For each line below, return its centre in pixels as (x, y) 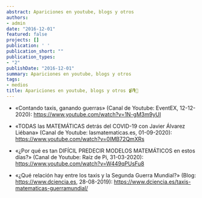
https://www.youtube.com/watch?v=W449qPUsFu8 (79, 163)
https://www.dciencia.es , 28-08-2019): (64, 182)
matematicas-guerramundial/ (52, 188)
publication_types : (31, 57)
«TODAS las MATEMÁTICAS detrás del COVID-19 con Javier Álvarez (100, 126)
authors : (17, 18)
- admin (16, 23)
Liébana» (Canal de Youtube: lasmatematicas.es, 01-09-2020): (93, 132)
